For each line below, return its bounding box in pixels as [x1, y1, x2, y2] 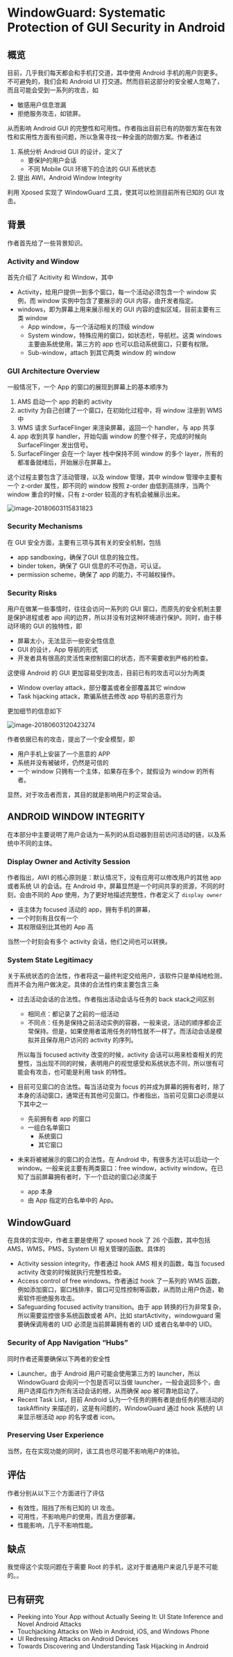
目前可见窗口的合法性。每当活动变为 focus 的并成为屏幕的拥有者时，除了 [17, 1083, 225, 1091]
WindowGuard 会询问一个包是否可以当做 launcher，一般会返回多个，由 [17, 1378, 221, 1386]
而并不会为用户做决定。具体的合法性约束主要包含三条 [7, 980, 159, 989]
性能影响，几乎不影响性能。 [17, 1520, 97, 1529]
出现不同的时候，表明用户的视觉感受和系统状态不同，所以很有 [41, 1059, 218, 1068]
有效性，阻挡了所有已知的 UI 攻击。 [17, 1503, 119, 1512]
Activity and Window [7, 257, 80, 266]
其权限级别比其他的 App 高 [17, 923, 94, 931]
